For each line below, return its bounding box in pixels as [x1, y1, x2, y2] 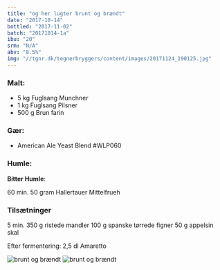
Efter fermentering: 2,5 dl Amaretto [7, 242, 107, 250]
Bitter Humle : [7, 174, 46, 183]
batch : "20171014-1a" [7, 29, 70, 37]
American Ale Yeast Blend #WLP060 [17, 141, 122, 150]
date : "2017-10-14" [7, 17, 64, 24]
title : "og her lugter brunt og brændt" [7, 10, 126, 17]
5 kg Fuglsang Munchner [17, 94, 89, 102]
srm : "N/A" [7, 42, 39, 49]
